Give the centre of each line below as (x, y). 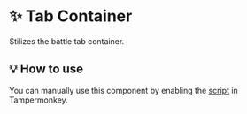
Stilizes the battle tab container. (67, 41)
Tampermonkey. (39, 100)
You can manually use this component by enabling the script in (124, 90)
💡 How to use (46, 69)
